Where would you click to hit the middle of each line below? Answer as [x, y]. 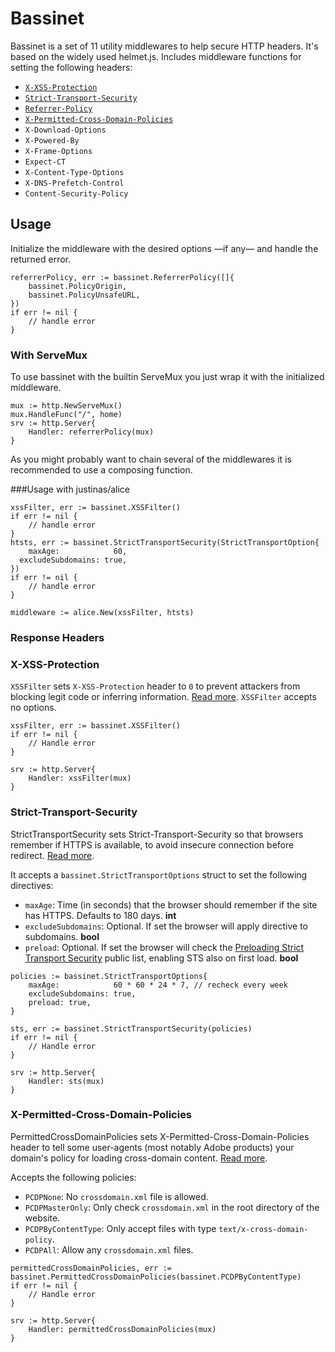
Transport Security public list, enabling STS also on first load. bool [161, 958]
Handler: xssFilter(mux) [80, 778]
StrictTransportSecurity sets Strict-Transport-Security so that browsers [157, 834]
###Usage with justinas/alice [70, 489]
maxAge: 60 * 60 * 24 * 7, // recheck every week [158, 985]
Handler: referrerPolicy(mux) [91, 432]
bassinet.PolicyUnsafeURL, [84, 295]
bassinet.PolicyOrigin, [78, 286]
